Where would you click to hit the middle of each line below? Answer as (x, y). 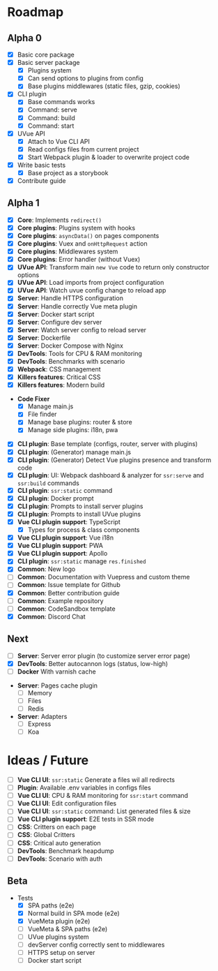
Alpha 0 (25, 38)
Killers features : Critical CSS (59, 377)
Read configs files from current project (83, 149)
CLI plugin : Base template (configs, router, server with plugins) (108, 444)
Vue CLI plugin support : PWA (60, 546)
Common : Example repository (60, 600)
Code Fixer (33, 399)
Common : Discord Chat (51, 616)
